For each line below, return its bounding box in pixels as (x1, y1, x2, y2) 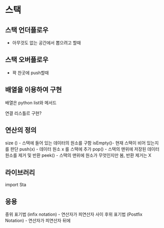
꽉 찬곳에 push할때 (12, 70, 49, 76)
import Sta (5, 182, 27, 188)
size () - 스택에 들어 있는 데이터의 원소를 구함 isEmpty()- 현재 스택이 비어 (5, 140, 146, 146)
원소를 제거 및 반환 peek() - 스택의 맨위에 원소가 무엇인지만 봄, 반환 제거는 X (5, 152, 152, 158)
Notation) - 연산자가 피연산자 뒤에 (5, 218, 71, 224)
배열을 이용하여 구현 (5, 86, 62, 94)
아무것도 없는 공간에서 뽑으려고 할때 (12, 40, 81, 46)
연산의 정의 (5, 126, 37, 135)
